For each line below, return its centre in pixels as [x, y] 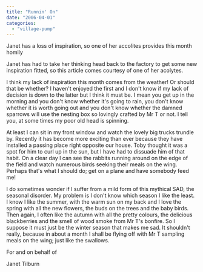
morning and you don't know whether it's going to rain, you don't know [95, 102]
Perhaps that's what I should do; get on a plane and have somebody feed [98, 171]
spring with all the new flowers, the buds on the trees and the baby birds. [98, 209]
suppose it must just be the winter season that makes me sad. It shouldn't [98, 228]
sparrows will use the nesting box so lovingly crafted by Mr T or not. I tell [97, 114]
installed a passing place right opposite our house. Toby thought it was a [97, 145]
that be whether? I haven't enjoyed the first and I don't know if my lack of [98, 89]
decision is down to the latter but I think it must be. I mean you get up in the [100, 95]
